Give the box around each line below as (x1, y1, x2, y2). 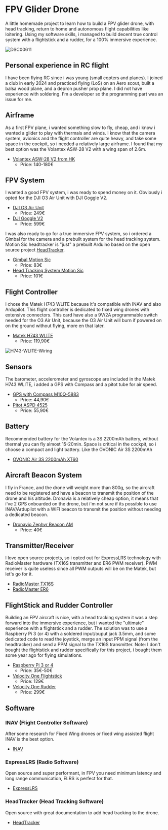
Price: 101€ (20, 273, 44, 279)
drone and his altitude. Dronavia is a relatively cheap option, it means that (5, 495, 158, 501)
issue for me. (5, 96, 33, 102)
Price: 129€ (20, 678, 44, 684)
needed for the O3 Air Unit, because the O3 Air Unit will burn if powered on (5, 317, 162, 324)
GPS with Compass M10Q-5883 (12, 391, 79, 397)
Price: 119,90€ (20, 338, 50, 344)
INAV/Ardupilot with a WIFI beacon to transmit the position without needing (5, 506, 161, 512)
